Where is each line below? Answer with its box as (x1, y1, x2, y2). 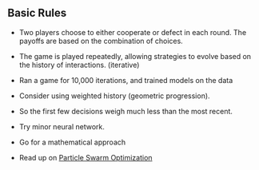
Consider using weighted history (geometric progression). (18, 91, 210, 101)
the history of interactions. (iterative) (18, 60, 140, 69)
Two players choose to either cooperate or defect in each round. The (18, 27, 247, 37)
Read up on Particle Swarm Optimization (18, 152, 153, 162)
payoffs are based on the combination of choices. (18, 36, 183, 45)
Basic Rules (7, 6, 67, 20)
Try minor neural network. (18, 121, 106, 131)
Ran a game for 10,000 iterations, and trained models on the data (18, 75, 233, 85)
